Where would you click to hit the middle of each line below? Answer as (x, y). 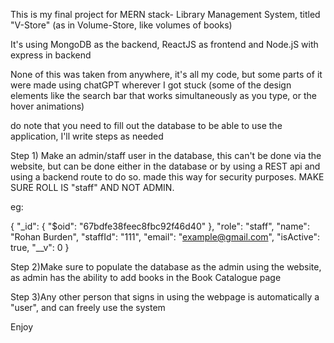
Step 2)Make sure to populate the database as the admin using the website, (166, 267)
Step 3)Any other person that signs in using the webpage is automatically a (165, 297)
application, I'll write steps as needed (87, 136)
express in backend (51, 55)
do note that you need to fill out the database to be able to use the (146, 125)
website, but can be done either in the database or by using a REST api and (165, 166)
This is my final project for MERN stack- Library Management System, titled (165, 14)
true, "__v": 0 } (40, 247)
